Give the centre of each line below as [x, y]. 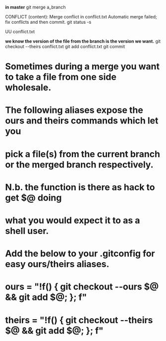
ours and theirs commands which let [82, 121]
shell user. [27, 231]
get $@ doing [33, 198]
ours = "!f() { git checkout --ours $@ [82, 287]
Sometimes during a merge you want [83, 67]
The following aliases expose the [74, 110]
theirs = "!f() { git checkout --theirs [79, 320]
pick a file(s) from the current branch [83, 154]
